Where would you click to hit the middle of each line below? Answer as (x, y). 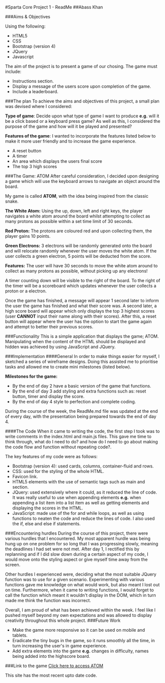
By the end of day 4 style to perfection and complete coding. (74, 402)
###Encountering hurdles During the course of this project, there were (77, 533)
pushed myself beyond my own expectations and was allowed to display (79, 615)
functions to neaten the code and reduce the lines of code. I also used (83, 518)
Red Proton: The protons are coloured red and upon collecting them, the (79, 231)
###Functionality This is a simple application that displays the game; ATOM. (82, 336)
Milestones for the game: (31, 376)
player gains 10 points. (28, 236)
